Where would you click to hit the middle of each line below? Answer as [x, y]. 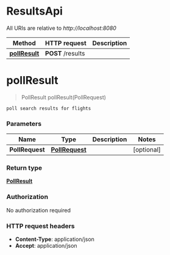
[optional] [147, 150]
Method [24, 43]
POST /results [65, 53]
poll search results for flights [49, 108]
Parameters [24, 124]
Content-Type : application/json [55, 239]
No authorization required [39, 210]
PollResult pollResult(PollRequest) [64, 97]
